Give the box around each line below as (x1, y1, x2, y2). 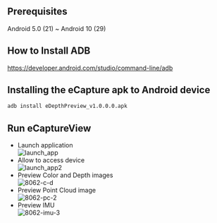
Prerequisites (7, 6, 68, 18)
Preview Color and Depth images (17, 171, 113, 179)
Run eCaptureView (7, 122, 92, 134)
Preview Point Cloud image (17, 186, 97, 195)
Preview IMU (17, 201, 55, 210)
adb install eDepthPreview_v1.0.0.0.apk (7, 102, 128, 110)
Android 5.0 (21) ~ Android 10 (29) (7, 24, 106, 32)
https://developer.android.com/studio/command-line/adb (7, 64, 173, 72)
